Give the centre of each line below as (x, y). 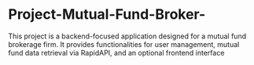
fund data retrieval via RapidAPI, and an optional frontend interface (116, 52)
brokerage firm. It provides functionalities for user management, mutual (124, 44)
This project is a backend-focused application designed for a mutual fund (127, 36)
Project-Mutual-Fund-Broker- (107, 14)
